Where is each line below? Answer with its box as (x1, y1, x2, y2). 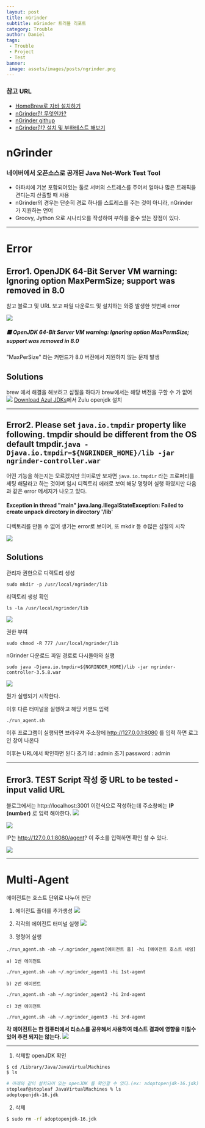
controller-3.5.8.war (6, 669, 62, 676)
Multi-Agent (6, 872, 69, 887)
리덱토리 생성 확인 (6, 592, 49, 600)
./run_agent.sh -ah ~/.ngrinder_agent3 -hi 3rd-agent (6, 1014, 146, 1020)
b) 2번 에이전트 (6, 981, 41, 987)
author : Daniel (6, 32, 45, 38)
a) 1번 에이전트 (6, 958, 41, 964)
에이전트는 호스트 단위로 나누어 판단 (6, 894, 92, 901)
